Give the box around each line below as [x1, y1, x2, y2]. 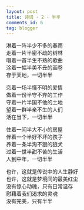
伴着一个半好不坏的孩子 [6, 133, 63, 140]
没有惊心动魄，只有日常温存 [6, 183, 73, 190]
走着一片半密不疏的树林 [6, 50, 63, 57]
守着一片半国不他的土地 [6, 99, 63, 106]
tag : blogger [6, 25, 38, 31]
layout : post [6, 8, 38, 15]
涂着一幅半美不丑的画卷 [6, 64, 63, 71]
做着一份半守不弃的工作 [6, 91, 63, 99]
